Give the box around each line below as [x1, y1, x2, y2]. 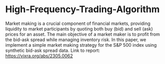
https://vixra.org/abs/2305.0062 [5, 52, 73, 59]
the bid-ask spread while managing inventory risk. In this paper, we [5, 37, 147, 43]
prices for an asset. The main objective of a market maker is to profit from [5, 31, 160, 37]
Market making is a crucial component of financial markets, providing [5, 20, 151, 26]
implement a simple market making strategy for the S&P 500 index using [5, 42, 157, 48]
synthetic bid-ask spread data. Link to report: [5, 47, 100, 53]
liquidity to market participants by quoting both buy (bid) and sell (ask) [5, 25, 153, 31]
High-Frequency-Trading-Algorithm [5, 4, 160, 15]
